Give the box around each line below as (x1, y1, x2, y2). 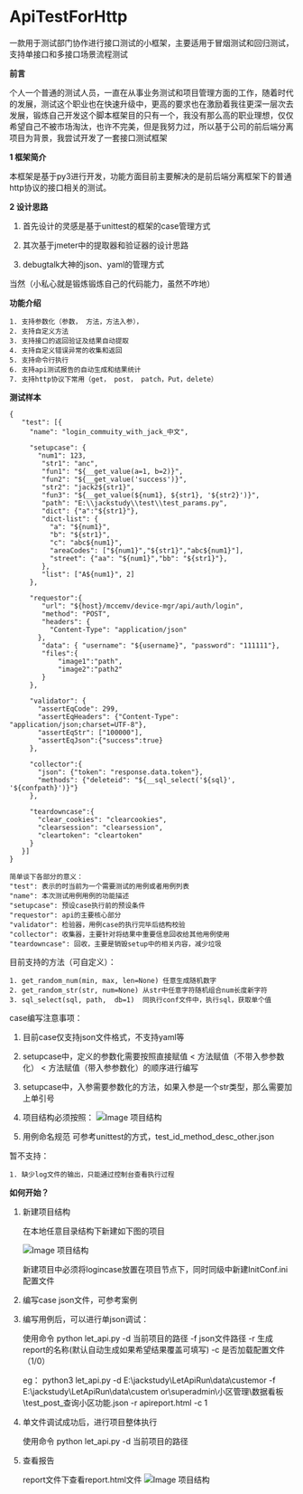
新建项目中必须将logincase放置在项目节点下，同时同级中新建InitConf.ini (22, 1263, 289, 1274)
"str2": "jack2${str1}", (41, 482, 135, 492)
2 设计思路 (9, 201, 49, 212)
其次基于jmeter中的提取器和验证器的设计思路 (22, 240, 189, 251)
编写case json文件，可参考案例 (22, 1294, 138, 1305)
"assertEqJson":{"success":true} (37, 735, 164, 745)
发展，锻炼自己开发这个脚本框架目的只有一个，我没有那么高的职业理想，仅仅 (9, 109, 294, 120)
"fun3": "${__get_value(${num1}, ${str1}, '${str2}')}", (41, 490, 260, 499)
